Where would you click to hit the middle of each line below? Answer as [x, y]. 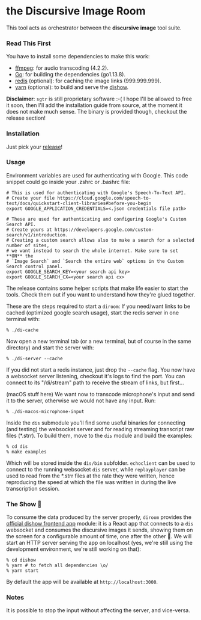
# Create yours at [29, 230]
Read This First [28, 43]
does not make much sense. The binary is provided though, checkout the [97, 112]
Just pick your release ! [34, 147]
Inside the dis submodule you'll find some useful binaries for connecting [96, 423]
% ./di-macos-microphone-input [45, 411]
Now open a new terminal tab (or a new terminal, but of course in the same [99, 341]
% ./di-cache [22, 330]
